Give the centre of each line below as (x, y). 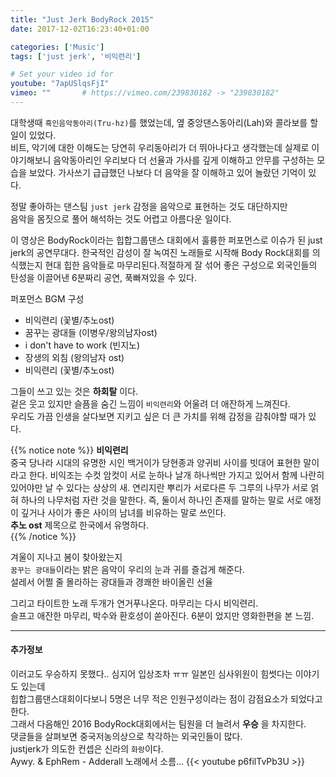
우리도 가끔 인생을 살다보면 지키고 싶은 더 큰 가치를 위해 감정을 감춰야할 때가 (158, 416)
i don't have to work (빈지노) (82, 345)
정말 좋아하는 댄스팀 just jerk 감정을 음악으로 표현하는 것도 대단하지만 (149, 206)
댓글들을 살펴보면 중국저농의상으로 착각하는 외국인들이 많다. (126, 737)
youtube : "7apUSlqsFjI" (60, 84)
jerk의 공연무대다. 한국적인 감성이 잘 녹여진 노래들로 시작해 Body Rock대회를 (160, 252)
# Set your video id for (62, 74)
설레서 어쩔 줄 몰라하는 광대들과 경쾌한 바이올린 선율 (111, 582)
